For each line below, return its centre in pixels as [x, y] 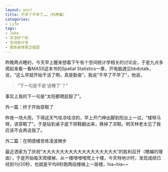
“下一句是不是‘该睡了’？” [43, 85]
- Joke [12, 33]
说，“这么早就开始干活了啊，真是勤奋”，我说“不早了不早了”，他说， [75, 75]
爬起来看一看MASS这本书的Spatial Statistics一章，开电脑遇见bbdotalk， [79, 68]
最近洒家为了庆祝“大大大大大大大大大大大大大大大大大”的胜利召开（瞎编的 [82, 151]
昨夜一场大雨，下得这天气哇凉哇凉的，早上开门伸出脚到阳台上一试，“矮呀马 [83, 117]
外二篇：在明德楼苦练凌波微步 [36, 141]
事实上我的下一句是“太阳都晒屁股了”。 [45, 96]
